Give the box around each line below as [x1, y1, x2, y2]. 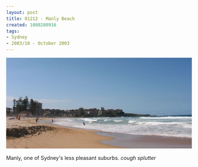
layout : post [6, 9, 38, 15]
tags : [6, 28, 19, 34]
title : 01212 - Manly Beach [6, 15, 75, 22]
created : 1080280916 [6, 22, 57, 28]
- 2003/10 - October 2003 [6, 41, 70, 46]
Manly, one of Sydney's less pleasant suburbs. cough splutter [6, 154, 156, 161]
